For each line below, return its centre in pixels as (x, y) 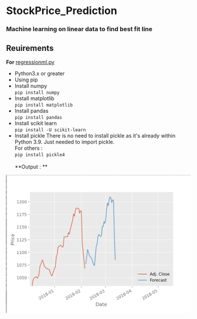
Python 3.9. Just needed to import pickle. (64, 142)
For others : (28, 148)
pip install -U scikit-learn (50, 130)
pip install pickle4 (40, 155)
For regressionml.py (30, 62)
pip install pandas (38, 117)
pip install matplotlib (44, 105)
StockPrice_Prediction (62, 11)
